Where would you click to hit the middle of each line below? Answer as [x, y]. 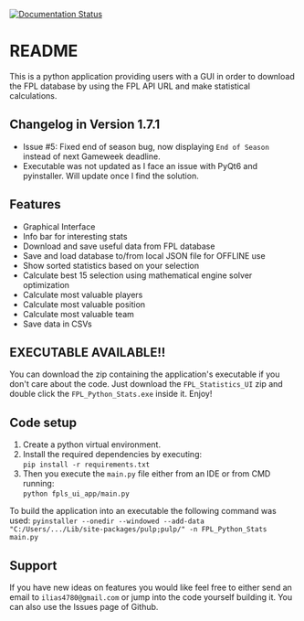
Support [33, 566]
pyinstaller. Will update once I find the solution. [110, 176]
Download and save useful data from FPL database [119, 246]
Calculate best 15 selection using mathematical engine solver [137, 275]
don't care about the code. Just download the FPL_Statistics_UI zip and [146, 384]
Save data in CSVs [58, 324]
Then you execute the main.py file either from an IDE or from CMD [147, 474]
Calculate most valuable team [79, 314]
